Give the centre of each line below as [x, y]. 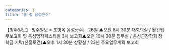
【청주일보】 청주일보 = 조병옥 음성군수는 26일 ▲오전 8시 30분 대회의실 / [78, 30]
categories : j [20, 10]
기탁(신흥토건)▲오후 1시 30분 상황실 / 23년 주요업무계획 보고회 [77, 42]
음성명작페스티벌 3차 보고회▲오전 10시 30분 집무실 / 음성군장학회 [93, 36]
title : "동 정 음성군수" [28, 15]
